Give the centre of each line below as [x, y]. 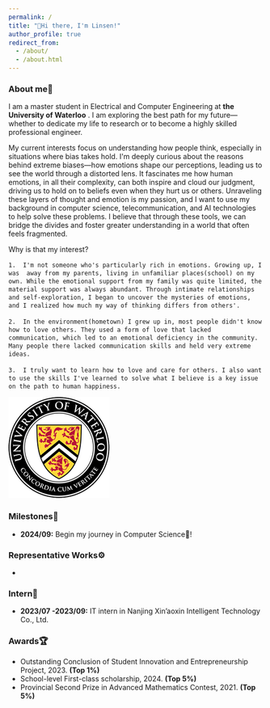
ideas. [19, 354]
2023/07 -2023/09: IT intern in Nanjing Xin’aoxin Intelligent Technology [140, 611]
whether [22, 124]
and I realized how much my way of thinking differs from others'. [124, 306]
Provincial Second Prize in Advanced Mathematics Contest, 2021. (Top [138, 688]
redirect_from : [34, 43]
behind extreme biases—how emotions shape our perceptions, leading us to [135, 165]
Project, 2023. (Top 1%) [60, 670]
